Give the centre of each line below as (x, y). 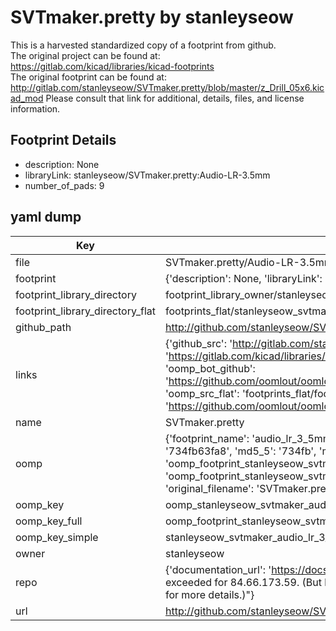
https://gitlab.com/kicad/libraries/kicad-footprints (112, 66)
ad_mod (27, 98)
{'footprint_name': (207, 438)
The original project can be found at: (85, 55)
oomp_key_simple (57, 537)
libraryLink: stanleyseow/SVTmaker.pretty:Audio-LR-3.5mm (147, 175)
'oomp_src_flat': (202, 393)
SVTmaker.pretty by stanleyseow (152, 17)
